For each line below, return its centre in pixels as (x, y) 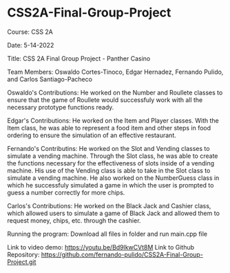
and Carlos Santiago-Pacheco (50, 79)
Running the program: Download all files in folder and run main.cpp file (107, 234)
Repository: (23, 254)
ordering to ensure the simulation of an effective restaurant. (92, 135)
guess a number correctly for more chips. (66, 192)
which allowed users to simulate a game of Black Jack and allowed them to (114, 213)
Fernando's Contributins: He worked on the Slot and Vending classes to (108, 148)
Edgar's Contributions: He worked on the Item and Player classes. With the (113, 120)
